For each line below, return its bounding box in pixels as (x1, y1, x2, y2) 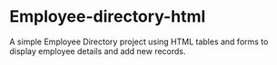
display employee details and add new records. (9, 45, 186, 56)
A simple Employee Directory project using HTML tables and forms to (9, 36, 269, 47)
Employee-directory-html (9, 6, 206, 27)
